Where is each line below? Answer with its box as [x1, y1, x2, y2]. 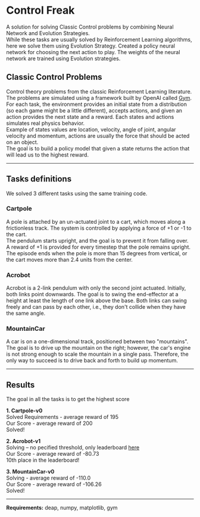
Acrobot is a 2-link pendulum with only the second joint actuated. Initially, [6, 284, 186, 292]
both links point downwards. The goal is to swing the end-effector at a [6, 291, 179, 298]
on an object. [6, 138, 39, 146]
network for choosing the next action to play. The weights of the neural [6, 48, 180, 55]
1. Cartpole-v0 [6, 407, 43, 414]
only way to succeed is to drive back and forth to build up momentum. [6, 357, 179, 364]
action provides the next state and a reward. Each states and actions [6, 113, 174, 120]
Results [6, 380, 35, 390]
